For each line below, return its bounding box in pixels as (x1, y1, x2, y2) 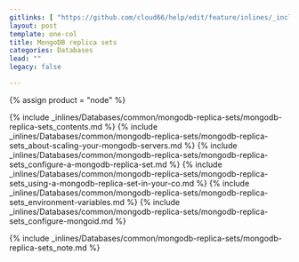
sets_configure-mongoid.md (9, 215, 114, 226)
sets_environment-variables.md (9, 196, 125, 207)
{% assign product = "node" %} (9, 94, 126, 105)
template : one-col (9, 29, 77, 38)
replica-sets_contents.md (9, 121, 103, 131)
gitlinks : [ (9, 12, 53, 22)
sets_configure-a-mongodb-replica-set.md (9, 159, 167, 170)
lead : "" (9, 54, 42, 63)
